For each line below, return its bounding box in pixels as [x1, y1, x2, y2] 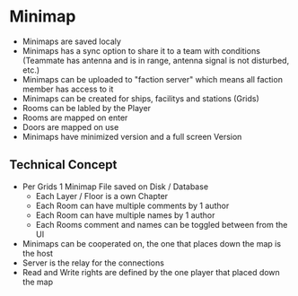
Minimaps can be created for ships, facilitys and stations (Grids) [22, 92, 260, 104]
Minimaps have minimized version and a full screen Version [22, 131, 242, 142]
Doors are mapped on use [22, 121, 119, 132]
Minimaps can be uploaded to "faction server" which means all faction [22, 74, 283, 84]
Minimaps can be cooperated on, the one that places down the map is [22, 238, 281, 248]
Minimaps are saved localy [22, 36, 121, 47]
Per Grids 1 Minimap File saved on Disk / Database [22, 181, 209, 192]
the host [22, 248, 54, 258]
